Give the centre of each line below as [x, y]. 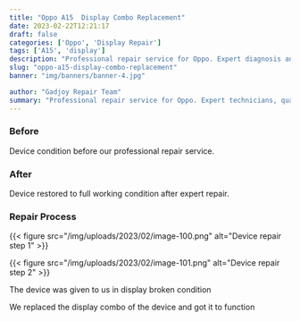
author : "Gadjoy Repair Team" [66, 92]
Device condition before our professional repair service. [112, 151]
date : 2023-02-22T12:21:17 [59, 26]
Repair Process [43, 217]
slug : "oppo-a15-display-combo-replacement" [93, 68]
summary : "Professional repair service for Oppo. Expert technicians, [143, 100]
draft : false [33, 34]
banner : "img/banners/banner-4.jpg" [77, 76]
